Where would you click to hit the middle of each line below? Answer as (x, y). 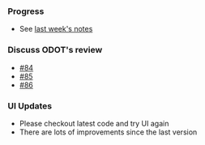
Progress (26, 11)
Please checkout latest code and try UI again (94, 123)
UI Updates (30, 105)
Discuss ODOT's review (55, 50)
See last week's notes (56, 29)
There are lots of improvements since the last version (108, 132)
